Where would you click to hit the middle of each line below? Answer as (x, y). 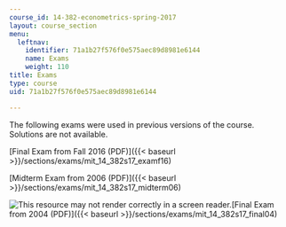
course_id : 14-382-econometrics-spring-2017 (93, 17)
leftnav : (33, 42)
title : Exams (33, 75)
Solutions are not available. (59, 134)
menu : (19, 34)
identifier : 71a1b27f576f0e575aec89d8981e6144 (113, 51)
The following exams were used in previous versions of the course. (132, 124)
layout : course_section (53, 26)
